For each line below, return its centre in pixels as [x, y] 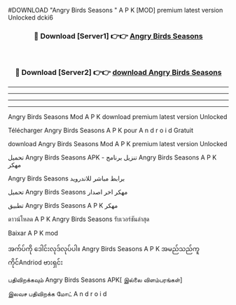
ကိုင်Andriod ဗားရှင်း [36, 262]
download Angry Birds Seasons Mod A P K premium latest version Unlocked [118, 143]
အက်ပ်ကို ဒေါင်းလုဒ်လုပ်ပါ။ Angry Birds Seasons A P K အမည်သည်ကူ [104, 248]
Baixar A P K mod [33, 233]
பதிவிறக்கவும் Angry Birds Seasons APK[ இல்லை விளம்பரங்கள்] [95, 280]
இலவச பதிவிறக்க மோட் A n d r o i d [57, 294]
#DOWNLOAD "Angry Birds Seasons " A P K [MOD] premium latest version [116, 10]
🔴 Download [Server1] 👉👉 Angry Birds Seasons [118, 36]
